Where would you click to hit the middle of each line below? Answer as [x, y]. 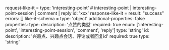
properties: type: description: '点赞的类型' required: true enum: [70, 24]
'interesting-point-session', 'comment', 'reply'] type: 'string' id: [84, 30]
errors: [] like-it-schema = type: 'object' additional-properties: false [75, 18]
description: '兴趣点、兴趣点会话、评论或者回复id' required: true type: [77, 36]
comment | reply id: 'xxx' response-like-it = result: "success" [101, 13]
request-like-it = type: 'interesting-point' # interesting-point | [69, 8]
